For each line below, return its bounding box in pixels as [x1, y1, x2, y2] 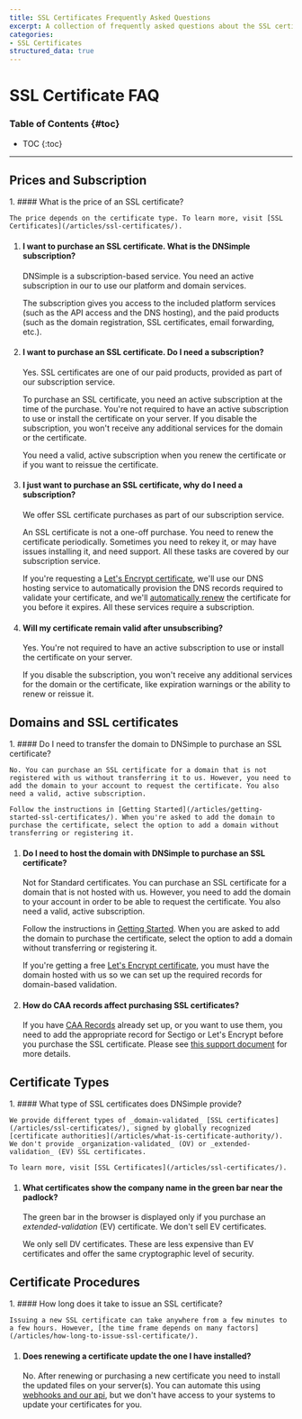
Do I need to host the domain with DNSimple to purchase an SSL [22, 848, 266, 859]
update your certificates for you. [22, 1399, 142, 1410]
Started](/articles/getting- [154, 805, 263, 814]
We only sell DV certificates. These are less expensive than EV [22, 1239, 254, 1250]
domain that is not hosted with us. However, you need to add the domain [22, 887, 291, 897]
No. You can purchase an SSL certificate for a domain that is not [9, 766, 268, 775]
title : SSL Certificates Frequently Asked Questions [9, 13, 211, 23]
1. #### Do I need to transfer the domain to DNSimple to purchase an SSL [9, 739, 282, 750]
